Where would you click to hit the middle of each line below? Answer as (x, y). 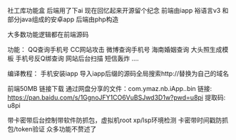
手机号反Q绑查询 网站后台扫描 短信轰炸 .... (77, 58)
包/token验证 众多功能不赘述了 (52, 129)
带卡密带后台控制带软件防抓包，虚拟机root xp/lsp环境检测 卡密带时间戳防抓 (118, 120)
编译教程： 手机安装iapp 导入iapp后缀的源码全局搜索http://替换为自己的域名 (118, 74)
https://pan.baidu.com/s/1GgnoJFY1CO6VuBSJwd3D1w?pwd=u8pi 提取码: (117, 97)
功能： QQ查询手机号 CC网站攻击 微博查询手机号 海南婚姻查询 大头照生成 (115, 49)
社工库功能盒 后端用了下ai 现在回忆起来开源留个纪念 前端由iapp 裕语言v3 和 (118, 10)
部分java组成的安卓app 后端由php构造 (63, 19)
